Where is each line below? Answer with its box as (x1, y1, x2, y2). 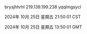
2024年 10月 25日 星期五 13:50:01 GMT (4, 24, 82, 30)
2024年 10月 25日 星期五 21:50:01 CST (4, 14, 81, 20)
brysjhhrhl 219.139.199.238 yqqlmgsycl (4, 4, 82, 10)
